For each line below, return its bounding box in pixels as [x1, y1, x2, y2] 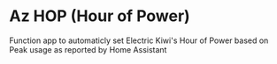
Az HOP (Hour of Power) [9, 6, 190, 26]
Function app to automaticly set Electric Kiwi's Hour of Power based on [9, 35, 269, 46]
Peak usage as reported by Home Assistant [9, 44, 167, 54]
